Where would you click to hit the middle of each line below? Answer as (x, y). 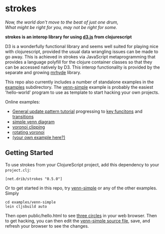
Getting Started (29, 153)
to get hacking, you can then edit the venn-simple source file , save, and (78, 221)
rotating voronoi (28, 132)
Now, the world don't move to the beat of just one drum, (62, 22)
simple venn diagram (33, 122)
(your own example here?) (39, 137)
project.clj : (18, 170)
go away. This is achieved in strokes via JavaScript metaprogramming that (80, 56)
